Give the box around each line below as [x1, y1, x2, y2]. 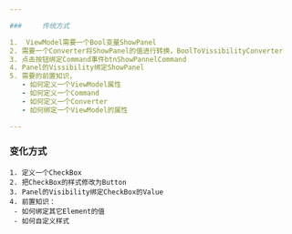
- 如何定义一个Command [21, 88, 100, 97]
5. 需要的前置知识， [9, 72, 77, 81]
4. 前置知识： [9, 197, 57, 206]
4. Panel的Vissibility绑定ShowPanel [9, 63, 145, 73]
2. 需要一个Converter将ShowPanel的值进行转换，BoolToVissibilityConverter [9, 46, 284, 56]
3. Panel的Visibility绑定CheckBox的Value [9, 188, 164, 197]
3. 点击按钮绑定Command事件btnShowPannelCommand [9, 55, 187, 64]
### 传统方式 [9, 21, 70, 30]
